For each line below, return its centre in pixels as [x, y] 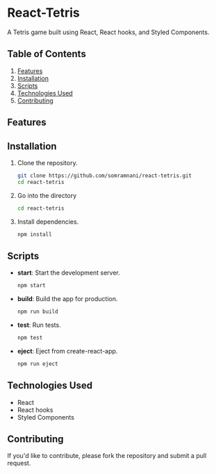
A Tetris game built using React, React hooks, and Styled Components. [108, 32]
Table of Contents [47, 54]
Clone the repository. [47, 162]
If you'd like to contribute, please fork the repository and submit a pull [107, 456]
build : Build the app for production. [67, 299]
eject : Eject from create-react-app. [67, 351]
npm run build [38, 312]
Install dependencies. [48, 222]
